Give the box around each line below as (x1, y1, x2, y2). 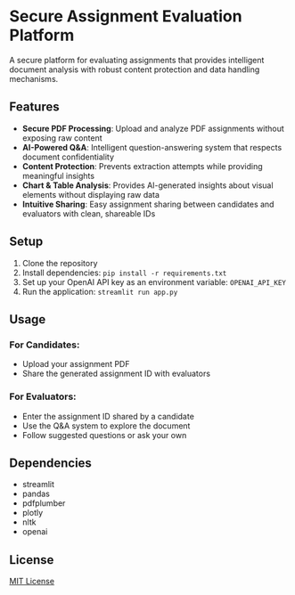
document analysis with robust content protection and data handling (9, 64, 260, 75)
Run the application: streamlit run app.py (21, 286, 178, 297)
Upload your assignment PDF (21, 359, 130, 370)
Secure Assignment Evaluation (9, 6, 242, 27)
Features (9, 100, 60, 115)
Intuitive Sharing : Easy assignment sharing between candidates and (21, 199, 275, 209)
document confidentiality (21, 151, 114, 162)
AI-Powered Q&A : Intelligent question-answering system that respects (21, 142, 283, 152)
